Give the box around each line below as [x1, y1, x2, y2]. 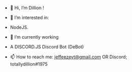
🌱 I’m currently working [10, 34, 59, 40]
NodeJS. [10, 24, 29, 30]
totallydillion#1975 [10, 61, 48, 67]
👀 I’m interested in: [10, 15, 49, 20]
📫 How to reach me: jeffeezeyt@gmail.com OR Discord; [10, 54, 127, 60]
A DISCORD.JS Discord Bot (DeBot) [10, 44, 84, 50]
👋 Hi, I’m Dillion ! [10, 5, 45, 11]
